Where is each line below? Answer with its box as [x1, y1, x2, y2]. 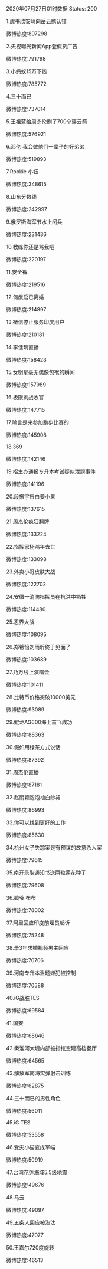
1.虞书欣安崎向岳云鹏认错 [6, 18, 67, 25]
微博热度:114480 [6, 606, 46, 612]
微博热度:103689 [6, 656, 47, 663]
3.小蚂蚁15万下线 [6, 68, 47, 75]
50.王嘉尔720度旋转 [6, 1244, 55, 1251]
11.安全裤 [6, 268, 28, 276]
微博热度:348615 [6, 181, 47, 188]
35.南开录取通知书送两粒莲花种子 [6, 869, 87, 876]
